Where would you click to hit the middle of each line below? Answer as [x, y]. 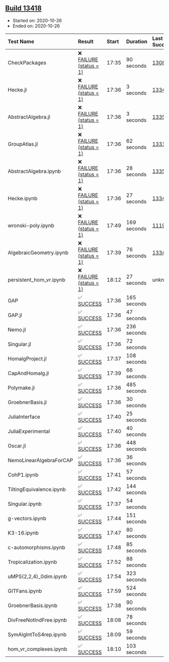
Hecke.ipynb [23, 198]
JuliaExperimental [29, 431]
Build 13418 [23, 8]
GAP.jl [15, 315]
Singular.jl [19, 344]
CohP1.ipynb [23, 475]
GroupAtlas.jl [23, 144]
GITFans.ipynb [25, 591]
